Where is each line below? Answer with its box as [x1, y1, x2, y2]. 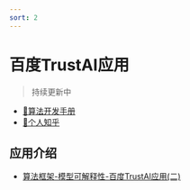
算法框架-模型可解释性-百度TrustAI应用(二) [22, 171, 182, 182]
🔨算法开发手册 [22, 105, 76, 116]
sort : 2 [9, 13, 39, 23]
